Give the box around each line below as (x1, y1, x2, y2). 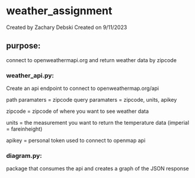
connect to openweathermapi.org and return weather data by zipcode (6, 56, 177, 63)
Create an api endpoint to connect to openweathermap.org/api (6, 85, 159, 92)
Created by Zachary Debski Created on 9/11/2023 (6, 24, 127, 31)
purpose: (6, 41, 41, 51)
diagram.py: (6, 151, 43, 160)
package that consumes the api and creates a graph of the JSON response (6, 165, 189, 172)
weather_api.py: (6, 71, 55, 79)
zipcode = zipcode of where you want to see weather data (6, 108, 149, 115)
